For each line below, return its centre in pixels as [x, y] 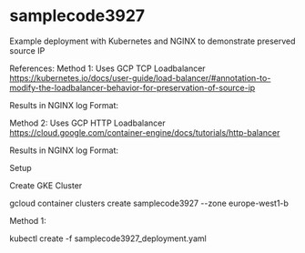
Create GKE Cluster [46, 185]
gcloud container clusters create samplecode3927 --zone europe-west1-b [149, 203]
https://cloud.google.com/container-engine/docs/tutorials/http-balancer [145, 132]
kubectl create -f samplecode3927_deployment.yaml [108, 238]
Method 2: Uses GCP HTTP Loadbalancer [87, 123]
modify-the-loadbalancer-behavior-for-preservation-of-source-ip [132, 87]
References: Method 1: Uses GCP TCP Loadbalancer [108, 68]
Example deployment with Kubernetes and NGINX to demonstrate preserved [152, 41]
